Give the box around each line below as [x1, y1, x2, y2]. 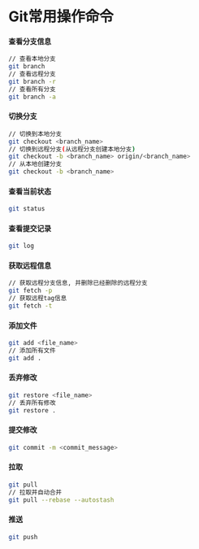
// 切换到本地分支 [8, 129, 63, 138]
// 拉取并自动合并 [8, 488, 63, 496]
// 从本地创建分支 [8, 160, 63, 168]
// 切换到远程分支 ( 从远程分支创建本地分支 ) [8, 145, 136, 153]
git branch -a [8, 93, 57, 101]
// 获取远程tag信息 [8, 294, 67, 303]
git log [8, 242, 35, 251]
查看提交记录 [8, 223, 51, 233]
